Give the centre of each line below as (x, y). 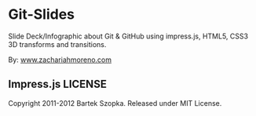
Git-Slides (42, 14)
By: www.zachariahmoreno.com (60, 60)
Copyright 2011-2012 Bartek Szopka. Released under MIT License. (115, 103)
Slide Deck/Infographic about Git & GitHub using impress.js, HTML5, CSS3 (128, 36)
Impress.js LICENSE (58, 84)
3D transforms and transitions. (57, 44)
